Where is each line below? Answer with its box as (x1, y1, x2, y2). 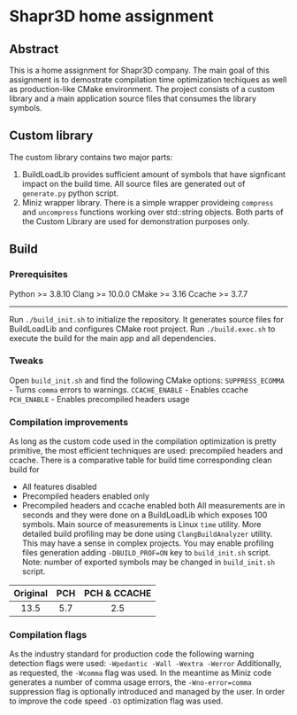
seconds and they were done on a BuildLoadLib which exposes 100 (21, 509, 268, 520)
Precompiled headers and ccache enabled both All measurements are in (21, 501, 286, 511)
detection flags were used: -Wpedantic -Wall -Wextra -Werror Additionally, (9, 658, 282, 669)
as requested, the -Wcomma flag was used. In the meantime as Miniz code (9, 667, 272, 679)
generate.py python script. (21, 188, 119, 198)
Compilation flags (9, 629, 88, 641)
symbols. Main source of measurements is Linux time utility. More (21, 519, 262, 530)
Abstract (9, 42, 59, 57)
